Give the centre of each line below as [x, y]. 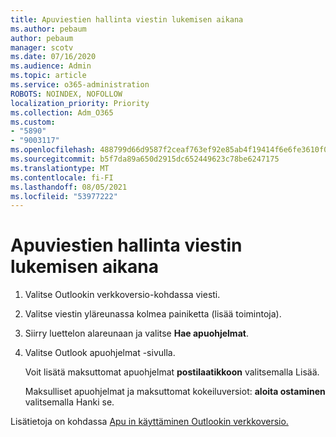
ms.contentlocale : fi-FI [62, 177]
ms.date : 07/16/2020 [53, 57]
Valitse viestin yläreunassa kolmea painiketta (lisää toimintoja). [153, 314]
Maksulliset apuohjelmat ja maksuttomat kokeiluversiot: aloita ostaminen [175, 392]
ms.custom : [33, 122]
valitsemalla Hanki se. [69, 402]
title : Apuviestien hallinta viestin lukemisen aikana [127, 19]
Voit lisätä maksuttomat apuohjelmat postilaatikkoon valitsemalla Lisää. [172, 372]
